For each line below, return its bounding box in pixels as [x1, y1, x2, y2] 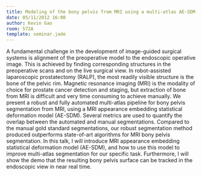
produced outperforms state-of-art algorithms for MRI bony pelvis [6, 131, 171, 139]
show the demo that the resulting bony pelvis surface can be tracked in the [6, 157, 193, 164]
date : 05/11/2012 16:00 [6, 14, 66, 20]
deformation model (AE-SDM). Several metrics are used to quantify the [6, 112, 183, 119]
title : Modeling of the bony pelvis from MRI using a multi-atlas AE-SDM [6, 8, 196, 15]
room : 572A [6, 25, 34, 32]
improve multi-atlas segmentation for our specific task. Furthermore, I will [6, 150, 189, 157]
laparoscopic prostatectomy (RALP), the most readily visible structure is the [6, 74, 194, 81]
